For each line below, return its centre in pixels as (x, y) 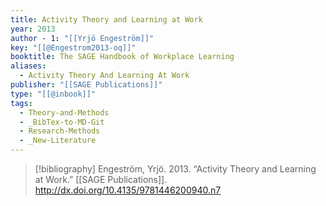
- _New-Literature (58, 141)
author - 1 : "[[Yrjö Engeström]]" (82, 38)
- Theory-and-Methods (64, 112)
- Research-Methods (60, 131)
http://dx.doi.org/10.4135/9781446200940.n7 (128, 190)
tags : (21, 103)
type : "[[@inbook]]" (53, 94)
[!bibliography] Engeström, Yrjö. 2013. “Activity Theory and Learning (175, 169)
